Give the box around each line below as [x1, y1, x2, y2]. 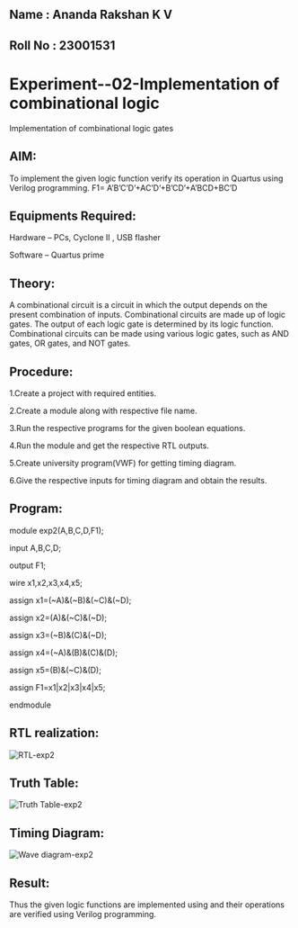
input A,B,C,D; [9, 542, 61, 553]
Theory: [9, 275, 56, 291]
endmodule [9, 699, 52, 710]
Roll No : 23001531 [9, 38, 116, 53]
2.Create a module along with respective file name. [9, 405, 197, 416]
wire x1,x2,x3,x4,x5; [9, 577, 83, 588]
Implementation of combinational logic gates [9, 122, 174, 133]
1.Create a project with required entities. [9, 387, 157, 399]
